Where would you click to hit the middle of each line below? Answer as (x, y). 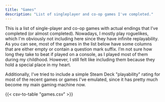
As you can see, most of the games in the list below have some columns (79, 44)
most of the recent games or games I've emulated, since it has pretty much (82, 79)
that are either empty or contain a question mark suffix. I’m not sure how (79, 49)
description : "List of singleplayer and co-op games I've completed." (79, 14)
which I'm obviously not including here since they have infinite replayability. (82, 38)
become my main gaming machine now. (46, 84)
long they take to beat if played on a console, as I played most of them (77, 54)
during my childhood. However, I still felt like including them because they (80, 59)
